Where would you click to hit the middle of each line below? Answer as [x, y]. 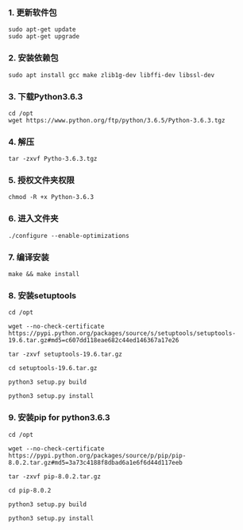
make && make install [44, 275]
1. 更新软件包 [33, 12]
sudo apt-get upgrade [44, 37]
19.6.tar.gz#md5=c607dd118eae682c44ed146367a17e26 [94, 341]
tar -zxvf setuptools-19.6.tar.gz [66, 355]
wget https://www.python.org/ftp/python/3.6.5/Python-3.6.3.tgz [117, 120]
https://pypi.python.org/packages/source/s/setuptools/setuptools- [122, 333]
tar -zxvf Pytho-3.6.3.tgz [53, 159]
